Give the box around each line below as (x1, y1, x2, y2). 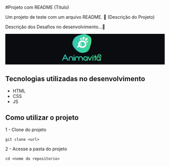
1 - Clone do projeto (5, 127, 47, 133)
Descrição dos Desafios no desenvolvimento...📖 (5, 24, 105, 30)
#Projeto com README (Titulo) (5, 5, 69, 10)
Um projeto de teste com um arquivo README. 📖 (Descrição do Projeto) (5, 14, 155, 20)
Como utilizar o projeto (5, 113, 79, 122)
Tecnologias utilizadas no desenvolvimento (5, 74, 145, 83)
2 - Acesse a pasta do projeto (5, 146, 67, 152)
